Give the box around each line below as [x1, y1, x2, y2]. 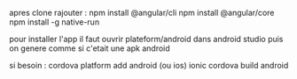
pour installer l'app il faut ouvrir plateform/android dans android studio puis [9, 34, 284, 44]
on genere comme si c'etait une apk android [9, 43, 170, 54]
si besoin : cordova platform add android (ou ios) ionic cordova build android [9, 61, 289, 70]
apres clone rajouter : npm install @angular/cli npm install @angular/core [9, 8, 275, 18]
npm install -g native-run [9, 17, 100, 27]
